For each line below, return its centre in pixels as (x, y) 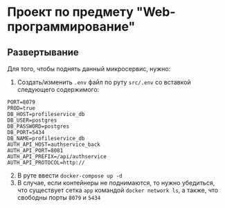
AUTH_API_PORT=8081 (35, 151)
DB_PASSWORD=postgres (38, 126)
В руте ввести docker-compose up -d (70, 176)
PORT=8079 (21, 102)
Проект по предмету (70, 12)
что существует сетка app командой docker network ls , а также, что (118, 190)
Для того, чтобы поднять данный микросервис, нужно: (89, 69)
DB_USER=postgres (32, 120)
